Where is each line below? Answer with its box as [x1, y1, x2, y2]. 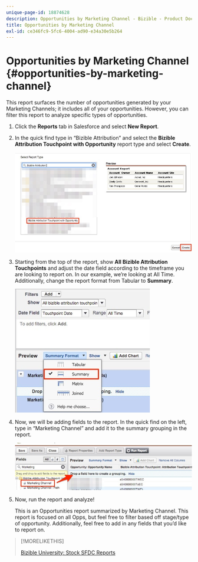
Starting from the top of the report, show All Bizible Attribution [14, 258, 168, 265]
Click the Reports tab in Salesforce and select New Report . [14, 123, 159, 130]
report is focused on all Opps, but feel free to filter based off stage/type [14, 514, 189, 521]
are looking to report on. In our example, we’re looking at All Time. [14, 270, 175, 277]
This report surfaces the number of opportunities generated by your [6, 99, 171, 106]
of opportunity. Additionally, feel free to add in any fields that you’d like [14, 519, 187, 527]
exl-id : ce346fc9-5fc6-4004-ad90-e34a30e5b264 [6, 28, 123, 34]
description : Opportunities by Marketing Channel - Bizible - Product [6, 15, 183, 22]
